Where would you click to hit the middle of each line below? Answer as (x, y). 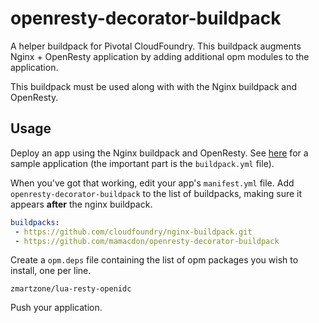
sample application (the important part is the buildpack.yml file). (142, 163)
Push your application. (56, 308)
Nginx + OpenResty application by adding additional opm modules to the (160, 56)
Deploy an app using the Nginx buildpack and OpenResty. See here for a (159, 153)
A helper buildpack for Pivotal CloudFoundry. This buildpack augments (156, 46)
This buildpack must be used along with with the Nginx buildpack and (154, 86)
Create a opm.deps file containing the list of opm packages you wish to (154, 260)
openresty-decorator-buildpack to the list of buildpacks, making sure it (156, 193)
